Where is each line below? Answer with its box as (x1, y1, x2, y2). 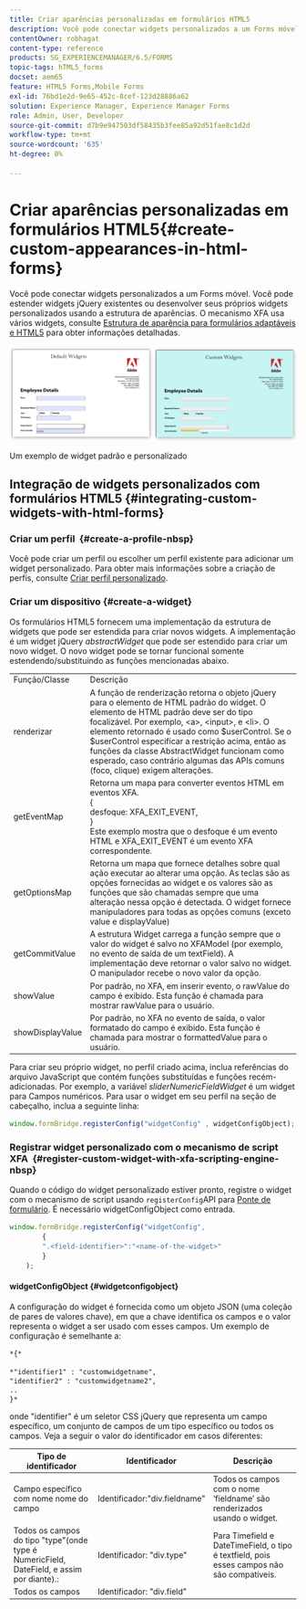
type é (13, 1544, 38, 1555)
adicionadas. (9, 1081, 57, 1092)
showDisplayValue (13, 1027, 83, 1038)
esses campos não (212, 1559, 284, 1570)
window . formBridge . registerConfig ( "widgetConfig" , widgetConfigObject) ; (9, 1120, 296, 1129)
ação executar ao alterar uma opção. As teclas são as (89, 868, 291, 878)
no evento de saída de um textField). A (89, 948, 234, 959)
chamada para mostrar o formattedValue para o (89, 1032, 268, 1043)
